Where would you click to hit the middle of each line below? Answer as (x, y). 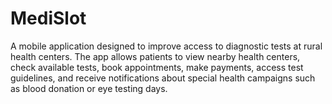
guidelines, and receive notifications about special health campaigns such (163, 78)
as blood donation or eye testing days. (89, 88)
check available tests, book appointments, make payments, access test (157, 67)
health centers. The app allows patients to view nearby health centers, (155, 56)
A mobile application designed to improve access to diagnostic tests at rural (166, 46)
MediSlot (48, 18)
